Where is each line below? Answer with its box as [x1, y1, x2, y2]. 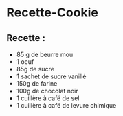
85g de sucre [16, 65, 54, 73]
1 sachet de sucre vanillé [16, 72, 87, 80]
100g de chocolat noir [16, 87, 78, 95]
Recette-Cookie [6, 5, 99, 21]
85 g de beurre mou [16, 50, 74, 58]
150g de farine [16, 80, 58, 87]
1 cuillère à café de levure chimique [16, 102, 117, 109]
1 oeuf [16, 58, 34, 66]
